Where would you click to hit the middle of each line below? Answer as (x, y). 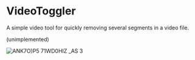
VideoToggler (41, 11)
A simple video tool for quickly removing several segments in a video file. (98, 28)
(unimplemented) (28, 39)
